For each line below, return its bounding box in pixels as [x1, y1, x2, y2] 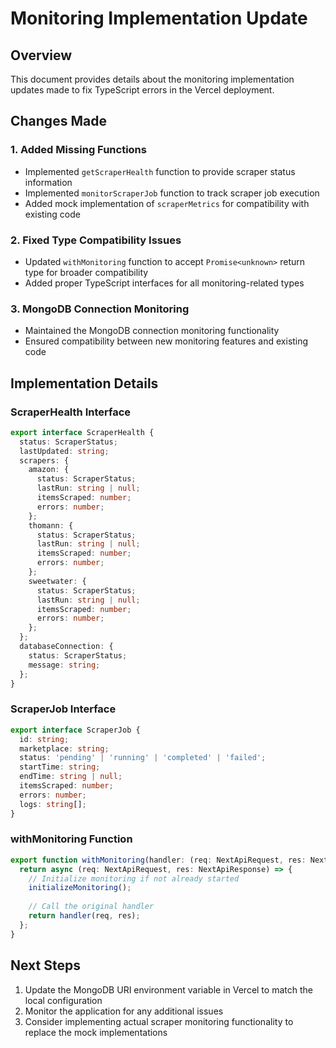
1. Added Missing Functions [10, 143, 147, 157]
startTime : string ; [19, 762, 101, 772]
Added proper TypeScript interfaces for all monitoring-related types [24, 277, 305, 289]
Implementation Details [10, 375, 159, 392]
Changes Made [10, 113, 107, 130]
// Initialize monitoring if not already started [28, 873, 240, 884]
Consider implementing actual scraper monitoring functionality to [24, 1015, 294, 1027]
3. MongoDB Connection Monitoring [10, 302, 190, 316]
